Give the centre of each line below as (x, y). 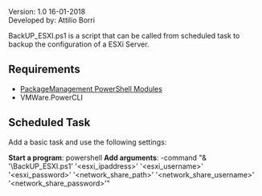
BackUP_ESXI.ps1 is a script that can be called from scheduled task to (124, 36)
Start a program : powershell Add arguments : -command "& (108, 157)
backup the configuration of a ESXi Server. (79, 44)
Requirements (44, 69)
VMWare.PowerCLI (51, 97)
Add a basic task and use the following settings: (88, 142)
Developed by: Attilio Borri (51, 20)
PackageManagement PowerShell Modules (91, 88)
